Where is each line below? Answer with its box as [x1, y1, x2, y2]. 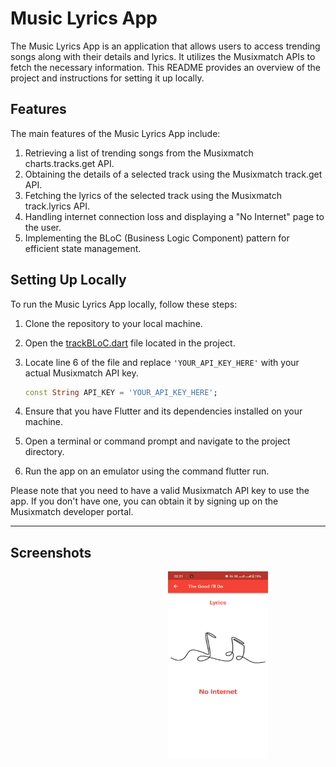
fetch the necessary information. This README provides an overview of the [10, 61, 321, 73]
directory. [24, 446, 65, 458]
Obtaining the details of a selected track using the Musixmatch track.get [24, 168, 323, 180]
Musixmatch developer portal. [10, 506, 134, 518]
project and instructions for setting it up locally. [10, 72, 205, 84]
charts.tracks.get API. [24, 157, 115, 169]
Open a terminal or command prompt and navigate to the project [24, 435, 291, 447]
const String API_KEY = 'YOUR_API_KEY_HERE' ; [24, 387, 218, 397]
